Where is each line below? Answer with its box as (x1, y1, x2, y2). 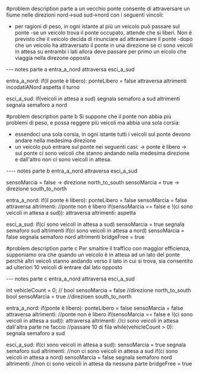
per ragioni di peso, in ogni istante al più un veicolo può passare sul (14, 23, 180, 30)
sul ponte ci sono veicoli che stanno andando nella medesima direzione (14, 149, 190, 157)
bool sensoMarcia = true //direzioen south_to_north (6, 293, 132, 300)
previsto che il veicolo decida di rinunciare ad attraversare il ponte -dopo (14, 36, 193, 42)
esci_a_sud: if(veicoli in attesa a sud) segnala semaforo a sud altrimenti (6, 95, 180, 102)
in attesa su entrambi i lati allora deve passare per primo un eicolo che (14, 48, 187, 55)
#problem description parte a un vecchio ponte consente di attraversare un (6, 5, 190, 12)
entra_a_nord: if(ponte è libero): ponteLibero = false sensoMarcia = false (6, 305, 184, 311)
